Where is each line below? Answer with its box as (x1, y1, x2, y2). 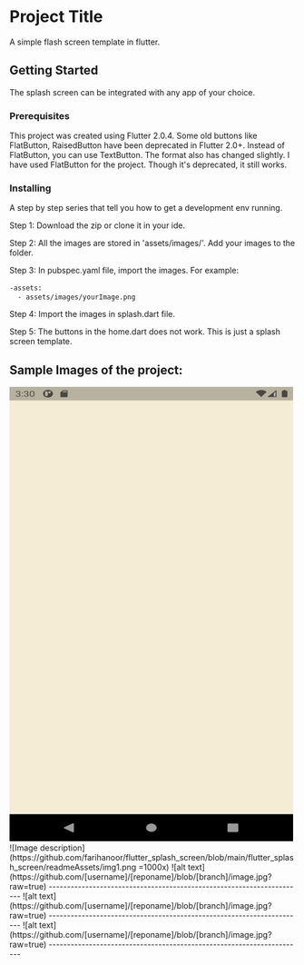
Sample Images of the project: (9, 362, 183, 378)
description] (39, 842, 85, 853)
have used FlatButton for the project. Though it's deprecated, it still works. (9, 159, 288, 170)
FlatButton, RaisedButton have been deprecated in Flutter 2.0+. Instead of (9, 140, 286, 151)
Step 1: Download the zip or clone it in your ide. (9, 220, 186, 231)
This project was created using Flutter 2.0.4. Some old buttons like (9, 130, 258, 142)
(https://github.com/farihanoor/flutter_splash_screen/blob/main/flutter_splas (9, 852, 294, 863)
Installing (9, 182, 52, 194)
